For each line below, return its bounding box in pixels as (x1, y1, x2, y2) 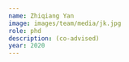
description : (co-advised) (8, 34, 100, 43)
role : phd (8, 27, 42, 35)
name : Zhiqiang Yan (8, 11, 75, 20)
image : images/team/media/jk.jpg (8, 19, 122, 27)
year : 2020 (8, 42, 45, 50)
